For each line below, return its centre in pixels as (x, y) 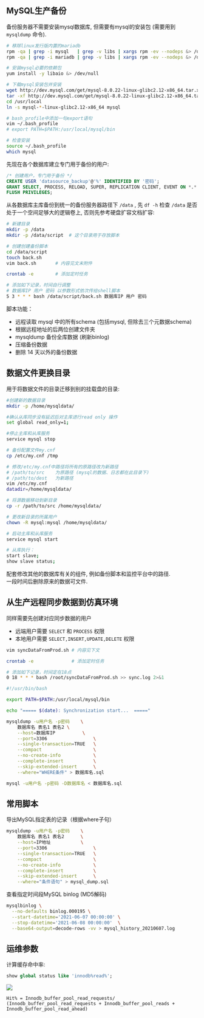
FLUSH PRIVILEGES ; (29, 193)
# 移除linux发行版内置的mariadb (43, 46)
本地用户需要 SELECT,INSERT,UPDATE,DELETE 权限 (75, 638)
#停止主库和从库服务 (28, 434)
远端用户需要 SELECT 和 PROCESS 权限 (60, 631)
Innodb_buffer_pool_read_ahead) (47, 1009)
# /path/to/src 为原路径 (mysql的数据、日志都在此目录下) (78, 473)
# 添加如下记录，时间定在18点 (39, 672)
